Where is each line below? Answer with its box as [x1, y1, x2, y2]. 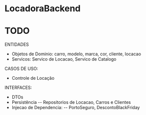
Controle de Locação [11, 75, 55, 81]
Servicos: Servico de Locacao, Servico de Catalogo [11, 56, 117, 62]
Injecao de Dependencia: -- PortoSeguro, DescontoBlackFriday [11, 105, 140, 111]
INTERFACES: [4, 85, 32, 91]
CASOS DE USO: [4, 66, 38, 71]
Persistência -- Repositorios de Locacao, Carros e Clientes [11, 99, 131, 105]
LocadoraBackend [4, 3, 81, 14]
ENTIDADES [4, 42, 29, 47]
